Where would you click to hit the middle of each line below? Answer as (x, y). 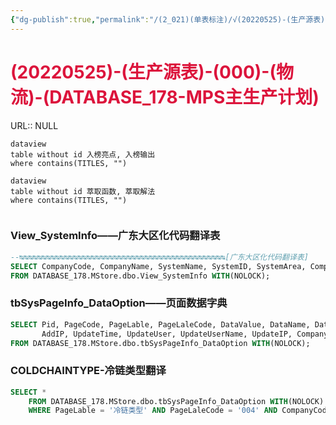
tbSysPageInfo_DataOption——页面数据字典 (119, 303)
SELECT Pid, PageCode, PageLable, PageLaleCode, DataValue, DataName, (160, 324)
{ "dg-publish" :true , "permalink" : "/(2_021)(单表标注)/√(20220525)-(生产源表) (168, 19)
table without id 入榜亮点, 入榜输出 (83, 154)
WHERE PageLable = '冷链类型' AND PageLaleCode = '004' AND (153, 411)
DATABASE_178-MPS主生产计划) (184, 97)
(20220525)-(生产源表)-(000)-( (143, 72)
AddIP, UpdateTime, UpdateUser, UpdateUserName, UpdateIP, (167, 334)
